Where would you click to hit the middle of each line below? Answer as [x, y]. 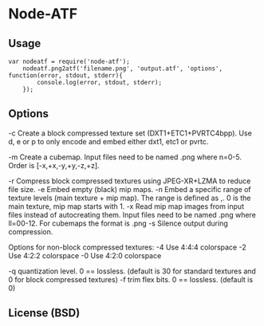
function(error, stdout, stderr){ [66, 76]
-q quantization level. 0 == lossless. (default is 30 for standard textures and [132, 271]
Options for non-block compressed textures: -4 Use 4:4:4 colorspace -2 [127, 247]
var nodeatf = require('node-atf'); [69, 61]
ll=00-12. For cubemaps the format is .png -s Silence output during [118, 223]
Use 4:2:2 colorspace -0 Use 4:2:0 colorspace [85, 255]
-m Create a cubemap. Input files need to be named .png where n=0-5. [125, 157]
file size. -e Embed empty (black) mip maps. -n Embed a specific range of [130, 189]
